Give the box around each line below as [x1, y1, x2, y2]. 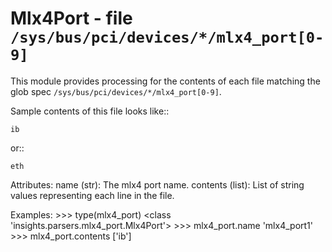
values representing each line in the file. [10, 189, 175, 201]
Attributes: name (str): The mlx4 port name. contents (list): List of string [10, 178, 305, 191]
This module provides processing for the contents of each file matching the [10, 75, 321, 87]
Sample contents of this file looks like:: [10, 105, 170, 117]
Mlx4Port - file [10, 7, 133, 30]
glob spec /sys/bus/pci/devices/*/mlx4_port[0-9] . [10, 85, 222, 97]
